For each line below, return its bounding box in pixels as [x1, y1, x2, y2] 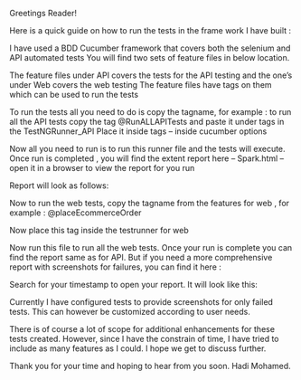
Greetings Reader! [9, 8, 77, 18]
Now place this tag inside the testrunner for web [9, 225, 190, 235]
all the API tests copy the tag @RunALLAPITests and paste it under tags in [9, 117, 285, 127]
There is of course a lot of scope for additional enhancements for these [9, 324, 276, 334]
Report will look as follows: [9, 180, 109, 191]
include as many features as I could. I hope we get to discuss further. [9, 343, 267, 354]
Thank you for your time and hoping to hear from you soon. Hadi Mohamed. [9, 361, 291, 371]
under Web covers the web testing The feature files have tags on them [9, 80, 273, 90]
